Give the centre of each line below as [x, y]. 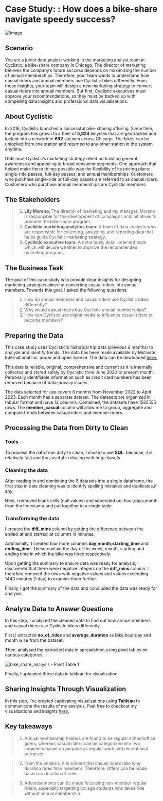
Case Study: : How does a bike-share [81, 9]
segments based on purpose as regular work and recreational [86, 748]
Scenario [19, 48]
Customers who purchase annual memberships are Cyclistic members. [76, 184]
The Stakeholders [33, 199]
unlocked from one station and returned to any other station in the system [79, 144]
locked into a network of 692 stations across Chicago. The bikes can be [77, 139]
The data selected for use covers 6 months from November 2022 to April [78, 392]
